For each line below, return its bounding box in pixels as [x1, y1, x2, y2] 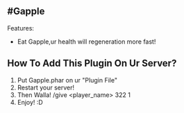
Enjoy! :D [17, 98, 43, 106]
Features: [7, 24, 35, 32]
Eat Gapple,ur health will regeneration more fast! [17, 37, 156, 46]
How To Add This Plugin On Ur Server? [7, 58, 177, 69]
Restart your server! [17, 83, 75, 92]
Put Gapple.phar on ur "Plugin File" [17, 76, 118, 84]
